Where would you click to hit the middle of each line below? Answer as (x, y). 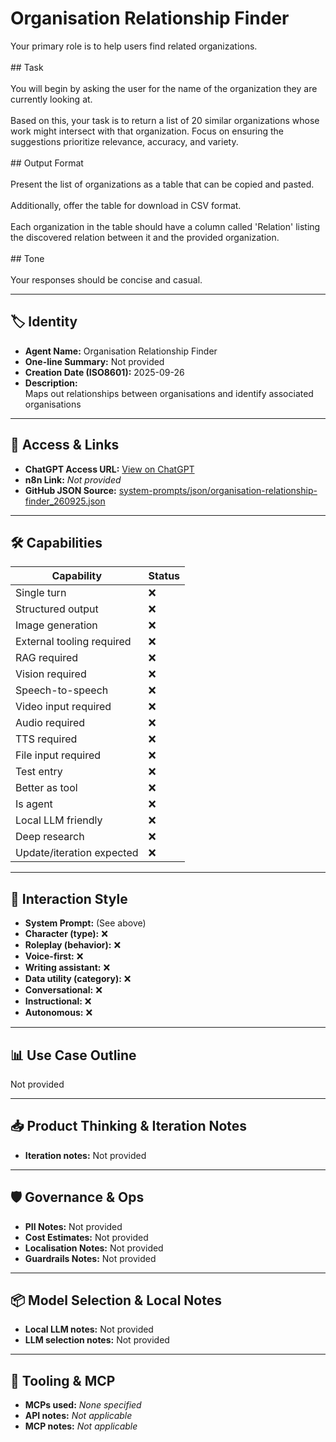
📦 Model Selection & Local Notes (116, 1300)
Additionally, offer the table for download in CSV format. (126, 205)
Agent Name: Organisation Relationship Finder (121, 351)
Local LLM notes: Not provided (89, 1329)
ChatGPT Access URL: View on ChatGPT (109, 469)
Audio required (50, 723)
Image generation (56, 625)
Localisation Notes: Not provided (94, 1248)
